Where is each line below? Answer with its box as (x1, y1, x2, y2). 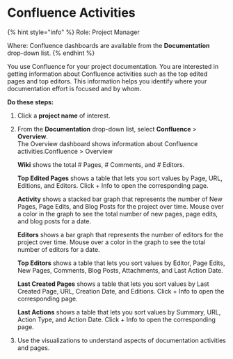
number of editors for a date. (17, 245, 100, 253)
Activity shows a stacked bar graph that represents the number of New (17, 195, 223, 203)
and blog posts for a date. (17, 217, 92, 225)
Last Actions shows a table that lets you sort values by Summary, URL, (17, 308, 221, 316)
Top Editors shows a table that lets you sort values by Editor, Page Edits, (17, 259, 225, 267)
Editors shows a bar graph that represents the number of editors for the (17, 230, 224, 239)
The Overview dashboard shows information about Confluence (17, 139, 198, 147)
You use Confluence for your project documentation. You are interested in (7, 62, 219, 70)
